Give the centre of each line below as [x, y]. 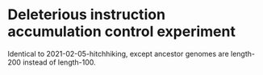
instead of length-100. [59, 62]
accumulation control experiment [121, 32]
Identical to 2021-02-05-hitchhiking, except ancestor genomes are [118, 53]
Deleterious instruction [87, 15]
